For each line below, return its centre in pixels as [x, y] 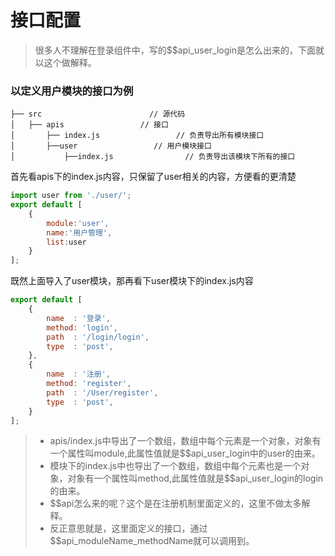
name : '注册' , [78, 374]
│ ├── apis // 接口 [89, 125]
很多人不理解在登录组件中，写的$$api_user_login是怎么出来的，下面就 [179, 50]
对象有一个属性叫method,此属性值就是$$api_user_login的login [195, 478]
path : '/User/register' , [102, 392]
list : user [66, 242]
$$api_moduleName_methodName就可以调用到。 [152, 541]
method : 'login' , [82, 327]
